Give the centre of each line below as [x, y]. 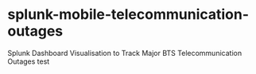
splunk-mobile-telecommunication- [128, 15]
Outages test [29, 61]
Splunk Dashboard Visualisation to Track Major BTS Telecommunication [125, 53]
